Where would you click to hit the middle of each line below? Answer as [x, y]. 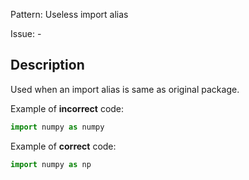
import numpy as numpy [57, 127]
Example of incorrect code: [67, 108]
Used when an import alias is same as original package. [125, 89]
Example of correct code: [63, 146]
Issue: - [26, 33]
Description [47, 65]
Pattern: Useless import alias [69, 14]
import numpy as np [51, 164]
